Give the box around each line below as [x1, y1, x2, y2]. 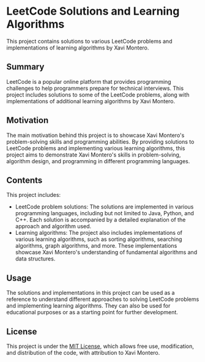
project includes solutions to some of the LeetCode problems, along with [6, 90, 190, 98]
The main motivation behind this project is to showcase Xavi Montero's [6, 131, 185, 139]
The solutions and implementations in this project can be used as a [6, 289, 175, 297]
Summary [6, 62, 45, 72]
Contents [6, 175, 43, 185]
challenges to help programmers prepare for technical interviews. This [6, 84, 184, 92]
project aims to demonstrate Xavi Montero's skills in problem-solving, [6, 151, 181, 158]
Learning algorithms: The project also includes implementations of [15, 229, 182, 237]
